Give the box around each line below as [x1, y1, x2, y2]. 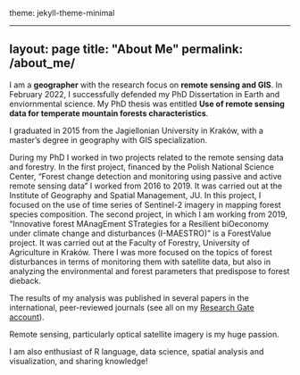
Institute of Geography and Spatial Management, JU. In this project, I [9, 189, 262, 200]
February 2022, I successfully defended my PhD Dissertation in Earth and [9, 88, 280, 99]
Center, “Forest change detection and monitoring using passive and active [9, 171, 282, 181]
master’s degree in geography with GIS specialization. [9, 134, 208, 146]
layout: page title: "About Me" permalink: [9, 42, 244, 57]
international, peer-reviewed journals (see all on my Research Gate [9, 302, 254, 312]
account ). [9, 312, 45, 322]
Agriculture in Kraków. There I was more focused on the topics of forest [9, 246, 272, 257]
